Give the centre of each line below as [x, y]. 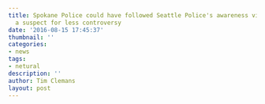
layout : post [30, 88]
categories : [28, 45]
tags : [17, 59]
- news [19, 52]
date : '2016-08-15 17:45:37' [56, 30]
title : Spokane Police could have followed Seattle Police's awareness [128, 15]
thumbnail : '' [32, 37]
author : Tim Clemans [42, 81]
